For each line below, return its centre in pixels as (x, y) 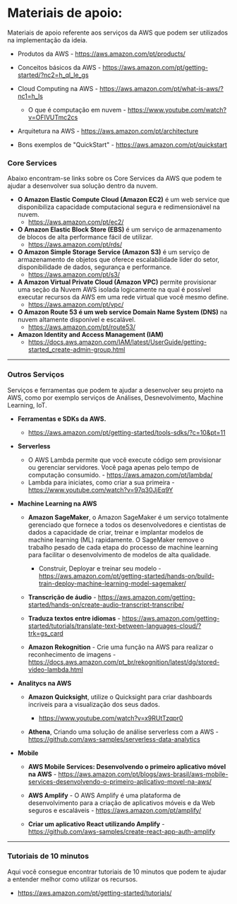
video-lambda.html (55, 670)
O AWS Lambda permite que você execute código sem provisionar (125, 460)
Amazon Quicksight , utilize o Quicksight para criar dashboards (120, 696)
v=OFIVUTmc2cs (53, 117)
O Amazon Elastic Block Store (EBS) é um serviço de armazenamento (120, 230)
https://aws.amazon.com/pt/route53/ (82, 327)
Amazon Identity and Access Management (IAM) (90, 335)
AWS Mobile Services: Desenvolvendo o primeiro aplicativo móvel (127, 766)
